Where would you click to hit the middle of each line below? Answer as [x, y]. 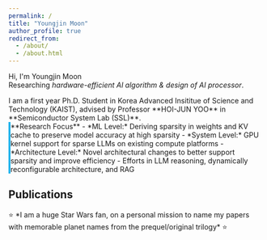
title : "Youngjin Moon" [49, 23]
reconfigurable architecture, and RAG [73, 169]
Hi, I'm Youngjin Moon [45, 76]
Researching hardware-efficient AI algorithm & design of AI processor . [126, 85]
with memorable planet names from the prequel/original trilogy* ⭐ [118, 226]
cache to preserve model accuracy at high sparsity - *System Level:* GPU [135, 135]
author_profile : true [45, 31]
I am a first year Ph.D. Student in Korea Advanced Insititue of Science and [131, 101]
